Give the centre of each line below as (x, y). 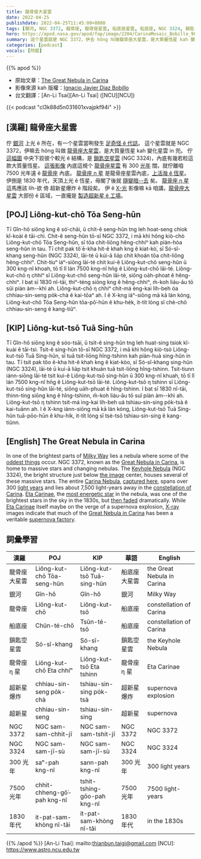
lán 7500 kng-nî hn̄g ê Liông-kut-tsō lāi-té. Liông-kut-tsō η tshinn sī (90, 382)
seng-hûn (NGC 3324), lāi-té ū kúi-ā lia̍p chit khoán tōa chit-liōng (103, 256)
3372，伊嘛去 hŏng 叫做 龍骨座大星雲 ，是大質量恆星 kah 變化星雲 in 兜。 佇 (100, 150)
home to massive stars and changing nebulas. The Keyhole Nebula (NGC (96, 468)
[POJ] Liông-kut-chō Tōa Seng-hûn (74, 214)
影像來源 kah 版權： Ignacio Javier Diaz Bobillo (72, 87)
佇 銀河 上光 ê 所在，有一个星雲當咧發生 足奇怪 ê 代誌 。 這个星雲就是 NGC (98, 143)
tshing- (91, 788)
